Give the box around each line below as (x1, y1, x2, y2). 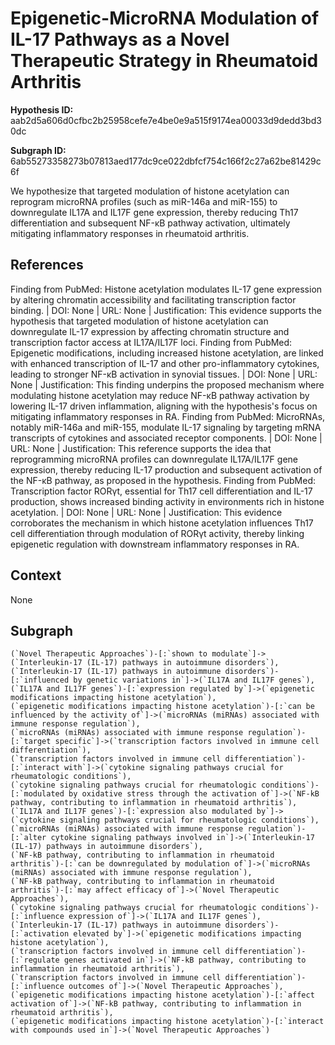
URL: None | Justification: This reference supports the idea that (10, 442, 272, 454)
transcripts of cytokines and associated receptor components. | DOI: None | (10, 432, 323, 444)
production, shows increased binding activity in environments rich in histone (10, 495, 325, 507)
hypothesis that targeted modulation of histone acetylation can (10, 315, 269, 327)
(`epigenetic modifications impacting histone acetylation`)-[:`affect (10, 990, 315, 1001)
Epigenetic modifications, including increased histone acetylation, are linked (10, 347, 324, 359)
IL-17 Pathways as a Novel (10, 28, 230, 51)
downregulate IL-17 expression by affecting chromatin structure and (10, 325, 290, 337)
